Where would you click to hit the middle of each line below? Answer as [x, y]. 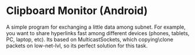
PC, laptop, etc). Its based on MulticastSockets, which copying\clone [90, 39]
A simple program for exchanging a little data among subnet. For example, [96, 27]
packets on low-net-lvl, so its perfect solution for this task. [77, 46]
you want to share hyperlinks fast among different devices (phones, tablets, [98, 33]
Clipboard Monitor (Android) [77, 11]
